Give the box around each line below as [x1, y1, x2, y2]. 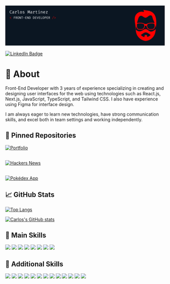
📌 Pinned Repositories [5, 131, 76, 140]
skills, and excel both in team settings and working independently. [5, 116, 143, 122]
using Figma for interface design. [5, 101, 74, 107]
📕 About [5, 68, 40, 80]
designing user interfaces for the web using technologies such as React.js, [5, 90, 161, 96]
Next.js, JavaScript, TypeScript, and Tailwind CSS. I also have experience [5, 96, 158, 102]
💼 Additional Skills [5, 260, 64, 268]
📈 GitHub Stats [5, 191, 55, 199]
